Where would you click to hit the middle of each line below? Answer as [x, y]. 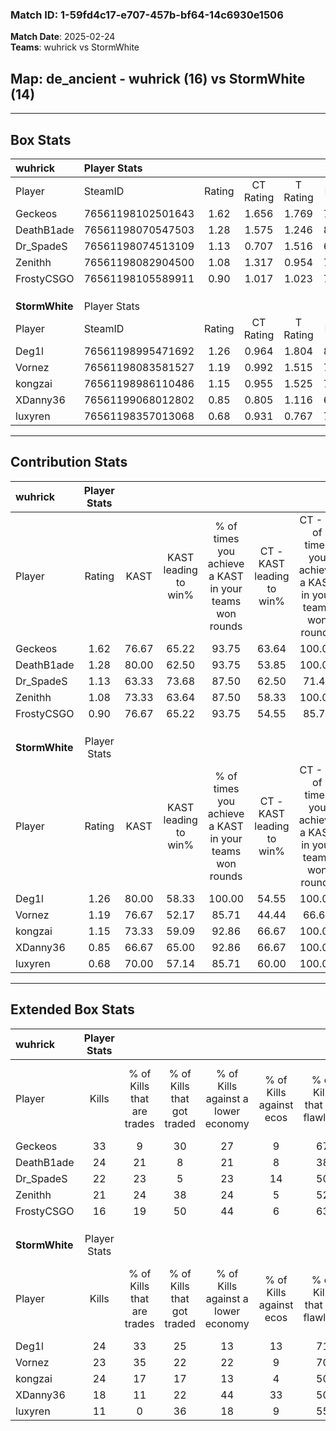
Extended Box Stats [72, 1009]
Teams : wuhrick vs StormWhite [75, 47]
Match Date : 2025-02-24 [63, 37]
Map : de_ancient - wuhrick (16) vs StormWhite [158, 78]
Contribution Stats [69, 462]
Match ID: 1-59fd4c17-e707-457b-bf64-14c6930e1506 [147, 15]
